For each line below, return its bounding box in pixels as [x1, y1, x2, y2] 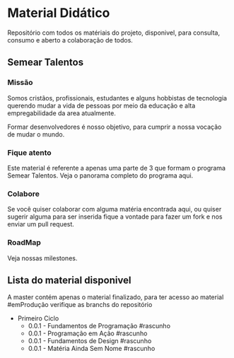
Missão [7, 78, 33, 88]
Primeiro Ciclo [17, 314, 59, 323]
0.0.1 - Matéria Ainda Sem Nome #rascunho [28, 345, 156, 353]
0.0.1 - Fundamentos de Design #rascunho [28, 337, 152, 345]
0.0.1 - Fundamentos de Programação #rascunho [28, 322, 171, 330]
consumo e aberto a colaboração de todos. [7, 35, 133, 44]
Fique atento [7, 147, 52, 157]
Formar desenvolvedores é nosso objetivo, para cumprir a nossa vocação [7, 122, 222, 131]
